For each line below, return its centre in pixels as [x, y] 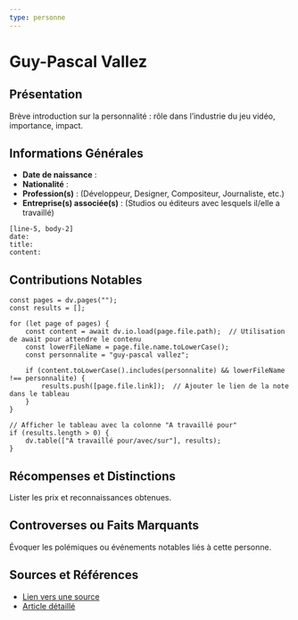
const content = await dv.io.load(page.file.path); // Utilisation [155, 332]
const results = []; [48, 309]
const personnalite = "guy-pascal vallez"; [108, 355]
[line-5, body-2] [41, 229]
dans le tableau [39, 394]
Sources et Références [74, 575]
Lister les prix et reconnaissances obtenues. [91, 498]
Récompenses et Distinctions [92, 476]
